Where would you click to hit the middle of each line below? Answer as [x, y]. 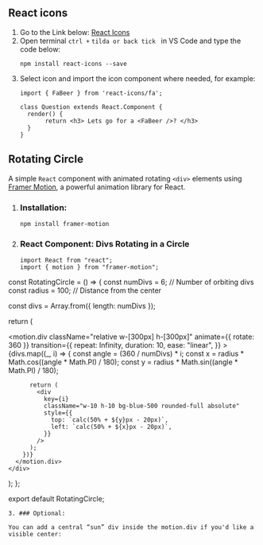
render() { [45, 114]
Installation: [43, 208]
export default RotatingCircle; [56, 499]
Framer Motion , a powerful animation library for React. [97, 187]
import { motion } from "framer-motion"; [89, 267]
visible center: [35, 535]
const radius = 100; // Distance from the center [85, 290]
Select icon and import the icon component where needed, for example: [137, 78]
